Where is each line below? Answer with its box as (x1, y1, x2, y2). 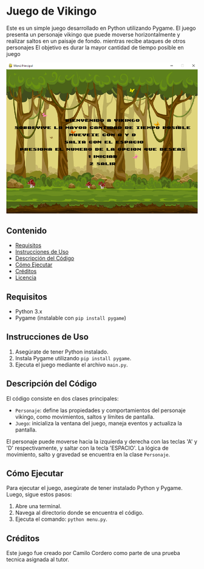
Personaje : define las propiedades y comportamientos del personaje (15, 407, 186, 414)
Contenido (6, 225, 47, 236)
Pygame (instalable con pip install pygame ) (15, 315, 126, 322)
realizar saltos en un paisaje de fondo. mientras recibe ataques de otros (6, 37, 186, 44)
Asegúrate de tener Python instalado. (15, 348, 109, 355)
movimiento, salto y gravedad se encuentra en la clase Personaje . (6, 450, 171, 458)
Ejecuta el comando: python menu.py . (15, 515, 107, 523)
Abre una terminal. (15, 503, 62, 510)
